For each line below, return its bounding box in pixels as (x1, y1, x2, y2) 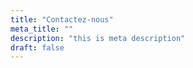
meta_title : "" (10, 24, 74, 34)
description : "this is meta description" (10, 33, 186, 43)
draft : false (10, 42, 65, 53)
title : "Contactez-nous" (10, 14, 114, 25)
